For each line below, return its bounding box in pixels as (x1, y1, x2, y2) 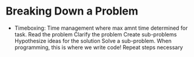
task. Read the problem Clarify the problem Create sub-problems (14, 30, 177, 38)
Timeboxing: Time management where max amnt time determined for (14, 24, 189, 32)
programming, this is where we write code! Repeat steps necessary (14, 44, 183, 51)
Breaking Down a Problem (5, 4, 139, 18)
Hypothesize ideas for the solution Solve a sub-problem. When (14, 37, 172, 44)
